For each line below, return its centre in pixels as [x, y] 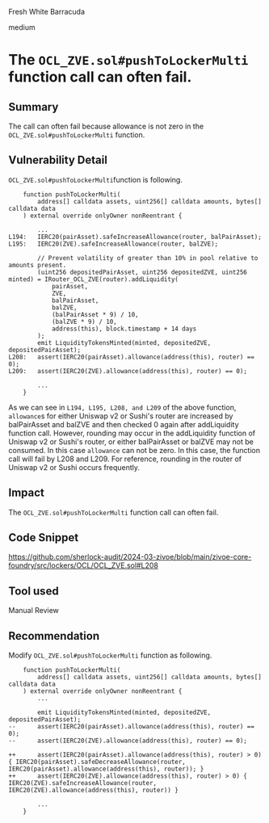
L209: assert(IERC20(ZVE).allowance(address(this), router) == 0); [128, 371]
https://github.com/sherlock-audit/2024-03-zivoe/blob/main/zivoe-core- [130, 557]
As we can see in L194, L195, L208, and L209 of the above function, [122, 407]
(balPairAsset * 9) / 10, [95, 314]
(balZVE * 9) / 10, [84, 321]
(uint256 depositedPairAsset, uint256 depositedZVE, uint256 [143, 272]
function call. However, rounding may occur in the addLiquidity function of [132, 433]
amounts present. [38, 265]
